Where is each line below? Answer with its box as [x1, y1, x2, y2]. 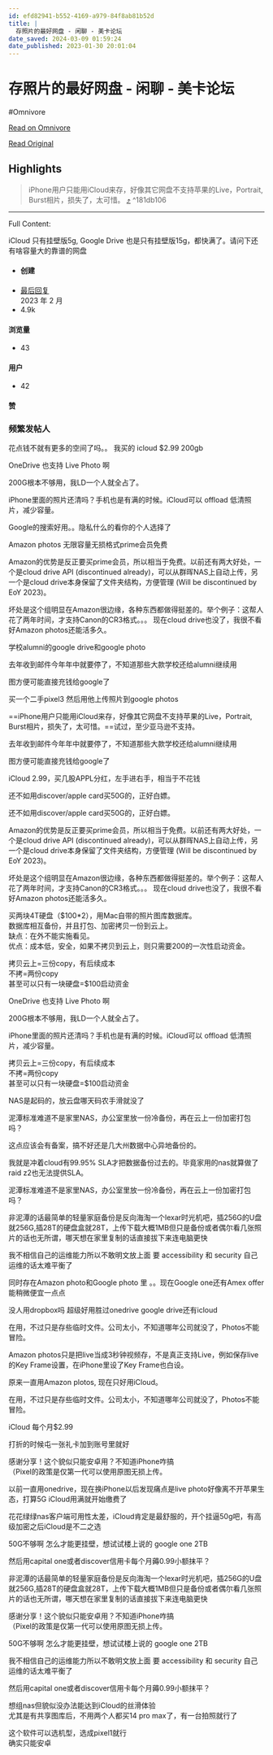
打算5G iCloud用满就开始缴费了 [22, 1494, 128, 1505]
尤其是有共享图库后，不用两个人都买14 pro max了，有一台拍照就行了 [8, 1711, 238, 1721]
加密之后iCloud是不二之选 [15, 1522, 102, 1531]
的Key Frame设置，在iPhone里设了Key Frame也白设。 [8, 1360, 188, 1370]
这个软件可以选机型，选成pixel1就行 [8, 1728, 128, 1738]
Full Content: [8, 219, 51, 229]
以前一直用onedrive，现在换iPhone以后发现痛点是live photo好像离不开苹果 [8, 1484, 258, 1494]
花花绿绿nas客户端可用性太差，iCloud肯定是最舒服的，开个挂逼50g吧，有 [8, 1512, 254, 1522]
